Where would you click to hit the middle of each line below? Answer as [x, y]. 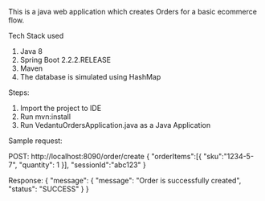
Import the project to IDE [61, 108]
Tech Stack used [36, 36]
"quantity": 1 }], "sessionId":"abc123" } [83, 165]
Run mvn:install [45, 117]
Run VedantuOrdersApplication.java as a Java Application [115, 125]
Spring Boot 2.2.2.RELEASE [65, 60]
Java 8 [31, 51]
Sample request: [35, 141]
